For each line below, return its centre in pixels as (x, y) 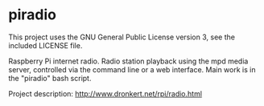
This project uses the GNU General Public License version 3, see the (122, 37)
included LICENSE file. (45, 45)
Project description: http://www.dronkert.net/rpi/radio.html (105, 93)
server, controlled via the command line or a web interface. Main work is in (132, 69)
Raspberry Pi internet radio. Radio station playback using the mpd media (128, 61)
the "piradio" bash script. (50, 78)
